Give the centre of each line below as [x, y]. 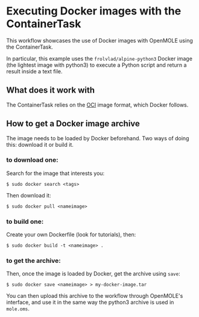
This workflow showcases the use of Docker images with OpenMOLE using [99, 40]
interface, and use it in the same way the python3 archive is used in [90, 303]
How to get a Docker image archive [73, 124]
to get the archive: [34, 261]
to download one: [32, 160]
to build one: [25, 221]
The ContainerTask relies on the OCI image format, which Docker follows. [97, 105]
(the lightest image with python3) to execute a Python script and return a [96, 65]
